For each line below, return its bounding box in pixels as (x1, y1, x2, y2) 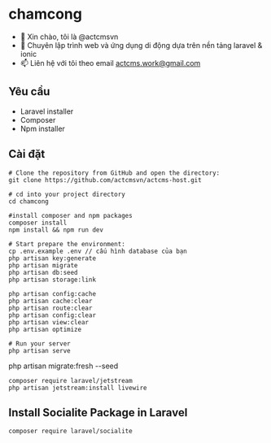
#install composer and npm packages (8, 211, 133, 219)
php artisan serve (8, 346, 71, 354)
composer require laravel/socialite (8, 428, 133, 436)
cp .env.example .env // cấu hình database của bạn (8, 247, 187, 255)
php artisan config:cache (8, 289, 96, 298)
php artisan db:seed (8, 268, 79, 276)
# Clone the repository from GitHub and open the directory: (8, 168, 221, 177)
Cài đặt (8, 147, 46, 161)
